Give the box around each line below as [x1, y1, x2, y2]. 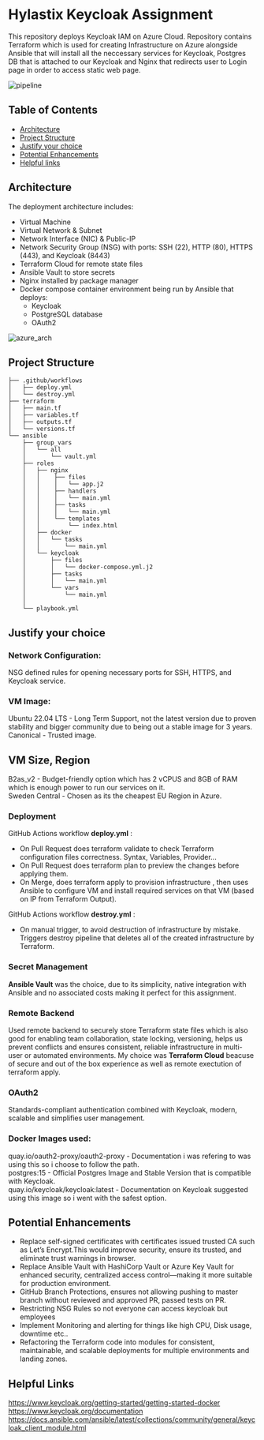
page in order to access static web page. [8, 65, 141, 74]
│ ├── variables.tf [8, 411, 80, 419]
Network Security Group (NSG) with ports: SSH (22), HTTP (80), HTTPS [19, 242, 254, 252]
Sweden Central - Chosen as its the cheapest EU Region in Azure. [8, 791, 222, 801]
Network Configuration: [8, 650, 102, 661]
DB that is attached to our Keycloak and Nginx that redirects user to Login [8, 57, 247, 66]
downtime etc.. [19, 1329, 69, 1339]
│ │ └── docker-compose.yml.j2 [22, 563, 154, 572]
